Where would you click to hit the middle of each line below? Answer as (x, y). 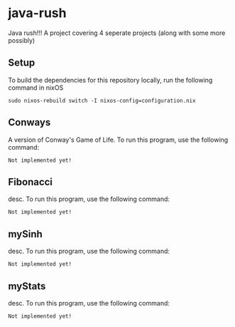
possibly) (22, 40)
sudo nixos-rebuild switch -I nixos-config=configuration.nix (102, 100)
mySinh (26, 234)
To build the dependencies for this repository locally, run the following (110, 80)
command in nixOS (36, 88)
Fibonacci (30, 182)
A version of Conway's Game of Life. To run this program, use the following (118, 140)
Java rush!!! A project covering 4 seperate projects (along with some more (117, 33)
